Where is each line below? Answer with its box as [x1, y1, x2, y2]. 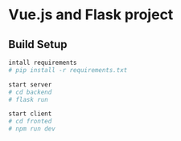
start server [8, 80, 52, 89]
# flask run [8, 95, 48, 103]
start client [8, 110, 52, 118]
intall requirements [8, 58, 78, 66]
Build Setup [8, 38, 68, 51]
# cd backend [8, 88, 52, 96]
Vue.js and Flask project [8, 6, 174, 24]
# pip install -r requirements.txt [8, 66, 128, 74]
